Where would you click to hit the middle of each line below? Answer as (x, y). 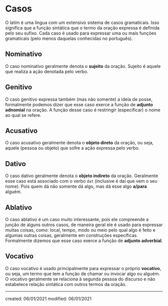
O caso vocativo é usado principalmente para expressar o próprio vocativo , (83, 268)
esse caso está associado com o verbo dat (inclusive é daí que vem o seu (81, 181)
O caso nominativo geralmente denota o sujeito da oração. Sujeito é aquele (83, 66)
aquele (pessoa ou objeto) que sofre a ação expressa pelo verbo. (72, 148)
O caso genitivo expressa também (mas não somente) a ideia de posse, (79, 99)
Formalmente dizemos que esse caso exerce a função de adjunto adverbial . (84, 241)
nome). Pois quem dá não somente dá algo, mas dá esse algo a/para (76, 186)
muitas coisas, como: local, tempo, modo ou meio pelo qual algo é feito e (80, 230)
